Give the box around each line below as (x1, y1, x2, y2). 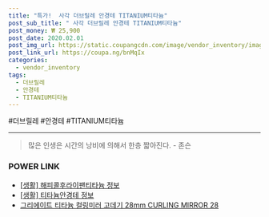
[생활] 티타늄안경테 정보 (19, 190, 94, 199)
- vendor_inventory (15, 64, 81, 72)
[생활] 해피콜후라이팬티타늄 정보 (19, 180, 120, 190)
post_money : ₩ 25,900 (8, 26, 81, 34)
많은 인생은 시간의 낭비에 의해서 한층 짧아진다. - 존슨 (27, 140, 192, 150)
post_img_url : (8, 41, 56, 49)
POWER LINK (8, 161, 60, 172)
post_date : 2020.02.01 (8, 34, 84, 42)
